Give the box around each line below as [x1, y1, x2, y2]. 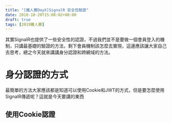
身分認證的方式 [5, 69, 69, 81]
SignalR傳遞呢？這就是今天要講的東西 [5, 93, 84, 100]
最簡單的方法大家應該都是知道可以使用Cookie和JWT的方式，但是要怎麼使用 [5, 87, 165, 93]
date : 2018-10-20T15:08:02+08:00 [5, 12, 77, 17]
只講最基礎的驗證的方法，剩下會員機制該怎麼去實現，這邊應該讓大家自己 [14, 43, 167, 49]
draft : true [5, 17, 31, 22]
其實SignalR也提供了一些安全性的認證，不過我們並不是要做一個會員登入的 [5, 36, 160, 43]
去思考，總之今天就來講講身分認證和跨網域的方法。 [5, 49, 113, 55]
